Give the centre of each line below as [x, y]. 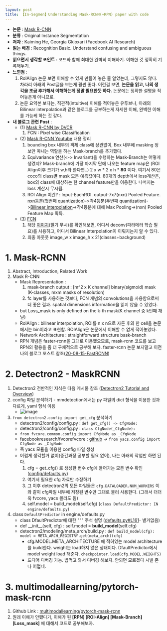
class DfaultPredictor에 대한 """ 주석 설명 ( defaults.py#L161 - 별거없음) [90, 520]
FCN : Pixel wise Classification [58, 132]
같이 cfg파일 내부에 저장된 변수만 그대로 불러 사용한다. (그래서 [93, 492]
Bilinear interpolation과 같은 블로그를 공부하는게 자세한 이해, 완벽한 [85, 109]
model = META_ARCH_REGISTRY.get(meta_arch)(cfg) [71, 536]
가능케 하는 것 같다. [44, 116]
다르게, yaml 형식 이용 [34, 406]
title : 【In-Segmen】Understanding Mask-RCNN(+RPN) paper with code [77, 14]
